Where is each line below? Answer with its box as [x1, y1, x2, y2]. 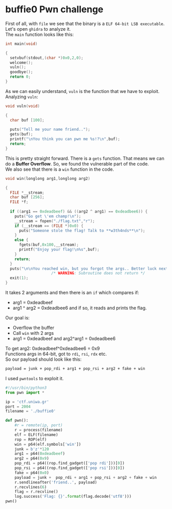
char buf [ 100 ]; [10, 118, 45, 123]
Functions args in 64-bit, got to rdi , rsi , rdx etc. [5, 351, 107, 357]
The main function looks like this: [5, 31, 74, 37]
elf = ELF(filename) [14, 432, 58, 437]
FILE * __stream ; [10, 190, 45, 195]
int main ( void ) [5, 41, 38, 47]
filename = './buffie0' [5, 409, 56, 414]
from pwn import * [5, 390, 45, 395]
